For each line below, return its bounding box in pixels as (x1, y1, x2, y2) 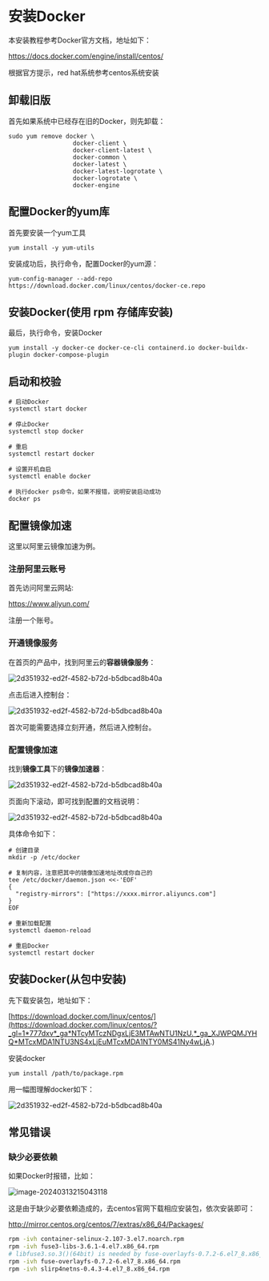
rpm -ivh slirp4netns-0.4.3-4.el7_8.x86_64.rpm (8, 1265, 171, 1273)
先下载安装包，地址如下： (8, 995, 93, 1005)
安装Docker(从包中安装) (8, 973, 127, 987)
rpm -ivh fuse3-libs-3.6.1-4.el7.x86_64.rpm (8, 1243, 159, 1251)
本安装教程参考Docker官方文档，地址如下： (8, 35, 152, 45)
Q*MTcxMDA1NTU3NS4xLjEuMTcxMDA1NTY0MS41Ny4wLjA (8, 1037, 211, 1047)
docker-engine (72, 181, 120, 189)
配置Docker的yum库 (8, 205, 110, 218)
